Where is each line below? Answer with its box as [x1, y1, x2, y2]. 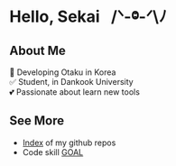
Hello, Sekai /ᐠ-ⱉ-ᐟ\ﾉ [9, 6, 167, 27]
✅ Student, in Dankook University [9, 77, 134, 87]
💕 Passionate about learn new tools [9, 87, 140, 97]
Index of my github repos [22, 137, 116, 148]
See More [9, 113, 65, 129]
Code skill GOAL [22, 146, 84, 157]
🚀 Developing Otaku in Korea [9, 67, 116, 78]
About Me [9, 42, 66, 58]
